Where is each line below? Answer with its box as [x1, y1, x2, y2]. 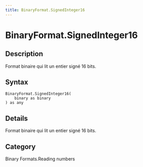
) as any [5, 100, 24, 105]
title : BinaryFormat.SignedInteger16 [5, 7, 85, 13]
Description [5, 49, 43, 59]
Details [5, 114, 28, 123]
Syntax [5, 78, 28, 87]
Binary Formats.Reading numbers [5, 156, 75, 162]
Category [5, 142, 36, 151]
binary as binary [14, 96, 51, 101]
